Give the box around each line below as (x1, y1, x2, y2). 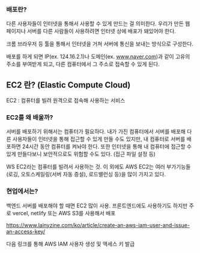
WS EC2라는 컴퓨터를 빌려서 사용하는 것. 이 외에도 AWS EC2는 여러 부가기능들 (6, 163, 191, 170)
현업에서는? (6, 187, 38, 195)
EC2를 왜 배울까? (6, 113, 53, 122)
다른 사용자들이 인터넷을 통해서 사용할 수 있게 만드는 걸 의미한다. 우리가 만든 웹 (6, 20, 190, 28)
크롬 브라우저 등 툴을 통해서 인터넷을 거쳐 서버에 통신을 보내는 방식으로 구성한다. (6, 40, 194, 47)
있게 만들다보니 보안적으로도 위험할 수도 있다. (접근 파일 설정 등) (6, 150, 156, 158)
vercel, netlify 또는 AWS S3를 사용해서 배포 (12, 209, 116, 216)
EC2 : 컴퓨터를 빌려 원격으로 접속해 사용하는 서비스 (6, 97, 126, 104)
